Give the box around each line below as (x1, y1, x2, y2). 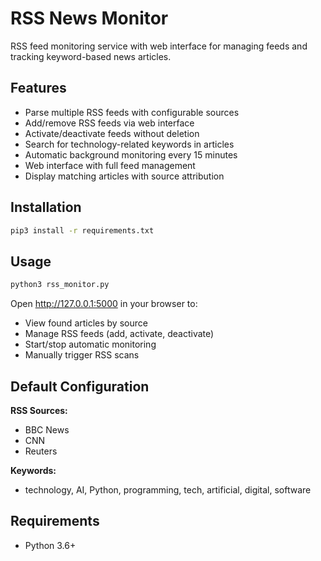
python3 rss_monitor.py (10, 280, 110, 290)
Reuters (24, 445, 58, 457)
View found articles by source (24, 317, 148, 329)
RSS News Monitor (10, 7, 169, 30)
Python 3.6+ (24, 539, 77, 551)
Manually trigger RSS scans (24, 349, 140, 361)
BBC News (24, 423, 70, 436)
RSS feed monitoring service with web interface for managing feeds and (10, 40, 308, 52)
